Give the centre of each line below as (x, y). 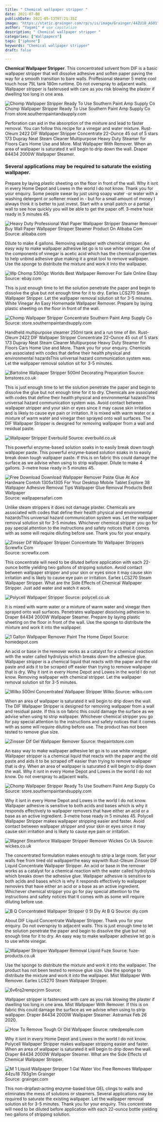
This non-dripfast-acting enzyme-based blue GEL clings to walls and (74, 1088)
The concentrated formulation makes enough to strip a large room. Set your (81, 855)
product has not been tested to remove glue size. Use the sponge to (73, 970)
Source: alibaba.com (26, 234)
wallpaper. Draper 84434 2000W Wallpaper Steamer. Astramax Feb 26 (76, 1015)
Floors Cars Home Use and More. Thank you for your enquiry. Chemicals (78, 348)
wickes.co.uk (18, 846)
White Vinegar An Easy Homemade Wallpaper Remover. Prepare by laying (79, 303)
